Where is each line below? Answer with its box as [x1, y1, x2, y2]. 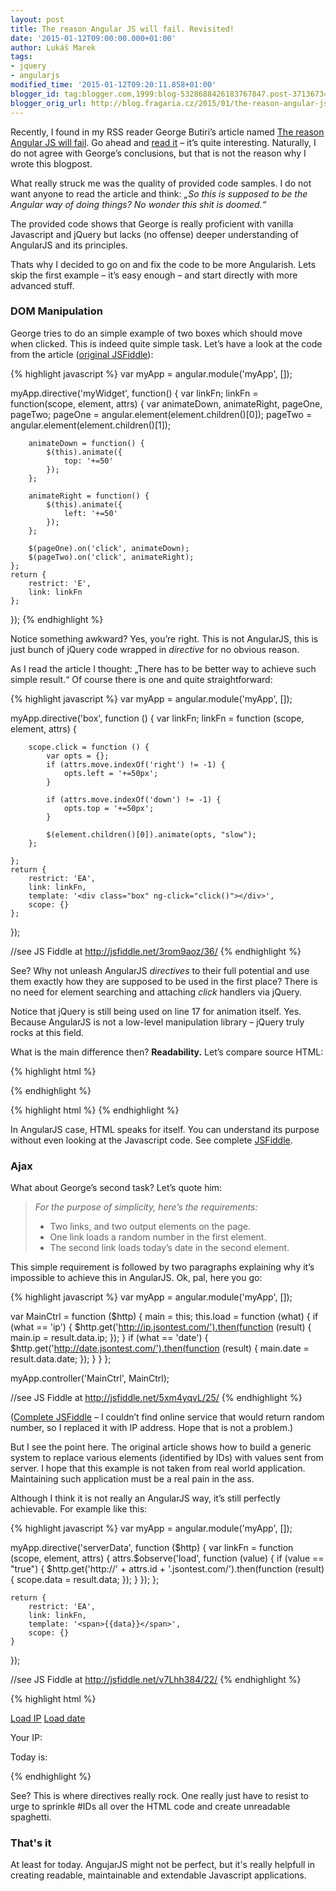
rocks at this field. [10, 1026, 85, 1038]
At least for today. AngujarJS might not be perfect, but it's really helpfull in [10, 1859, 316, 1871]
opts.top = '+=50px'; [63, 803, 155, 813]
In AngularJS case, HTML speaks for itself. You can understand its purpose [10, 1123, 320, 1135]
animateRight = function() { [28, 491, 150, 501]
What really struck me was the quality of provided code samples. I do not [10, 177, 312, 189]
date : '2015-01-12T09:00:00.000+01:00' [10, 33, 177, 43]
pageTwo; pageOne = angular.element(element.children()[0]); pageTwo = [10, 408, 313, 420]
